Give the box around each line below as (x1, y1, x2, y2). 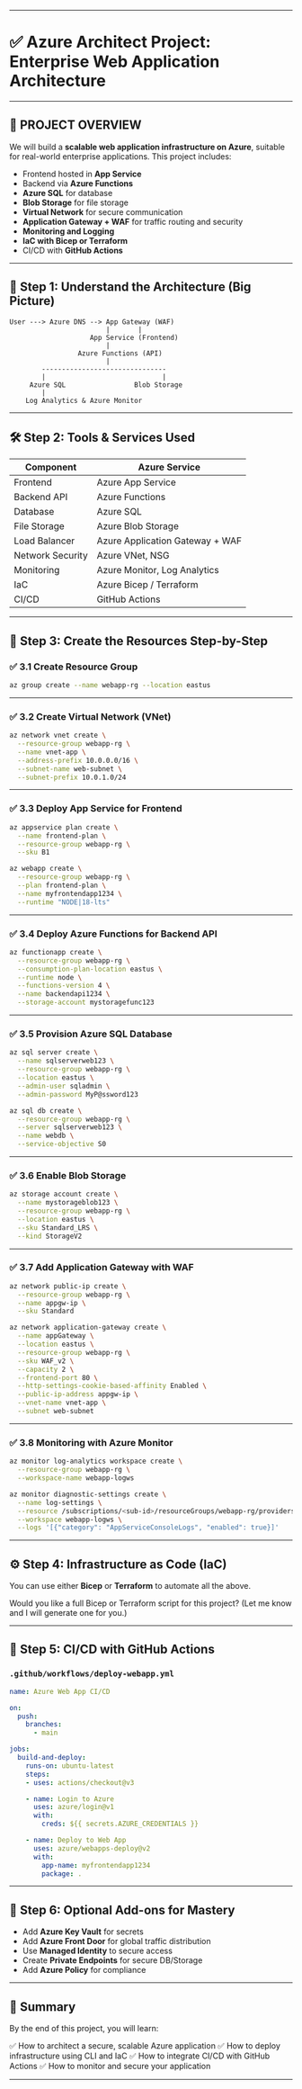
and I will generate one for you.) (9, 1608, 128, 1618)
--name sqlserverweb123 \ (17, 1056, 115, 1066)
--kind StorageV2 (17, 1232, 83, 1241)
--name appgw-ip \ (17, 1298, 87, 1307)
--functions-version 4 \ (17, 982, 111, 991)
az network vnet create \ (9, 731, 106, 740)
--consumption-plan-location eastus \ (17, 964, 164, 973)
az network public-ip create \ (9, 1281, 127, 1291)
